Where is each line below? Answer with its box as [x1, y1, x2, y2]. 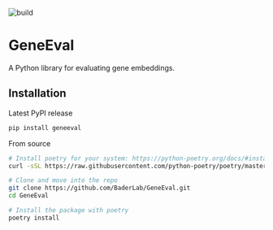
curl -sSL [8, 162, 42, 170]
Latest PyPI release [8, 108, 73, 118]
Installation [8, 86, 67, 101]
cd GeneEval [8, 192, 49, 200]
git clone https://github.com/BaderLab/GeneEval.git [8, 184, 191, 193]
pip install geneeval [8, 124, 82, 132]
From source [8, 138, 51, 148]
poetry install [8, 214, 60, 222]
